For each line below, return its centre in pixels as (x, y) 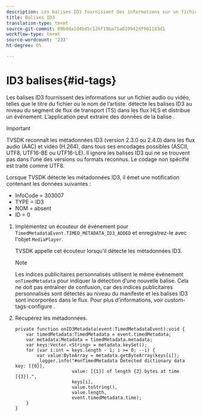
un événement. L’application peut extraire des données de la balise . (90, 116)
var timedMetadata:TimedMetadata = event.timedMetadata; (99, 334)
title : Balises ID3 (31, 18)
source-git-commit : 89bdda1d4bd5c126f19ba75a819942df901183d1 (86, 29)
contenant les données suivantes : (49, 183)
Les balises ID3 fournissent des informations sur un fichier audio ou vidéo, (98, 97)
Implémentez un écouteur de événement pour (72, 226)
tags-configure (34, 306)
